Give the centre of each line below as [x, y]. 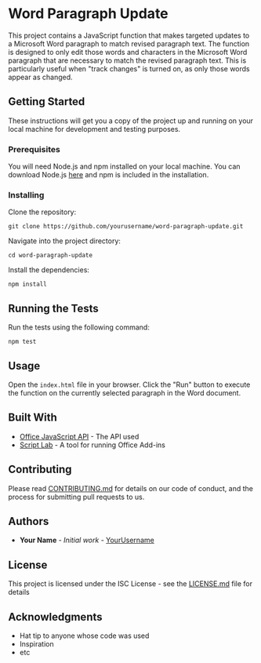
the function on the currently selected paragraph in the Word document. [125, 392]
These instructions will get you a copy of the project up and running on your [130, 120]
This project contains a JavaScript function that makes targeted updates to [129, 35]
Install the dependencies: [49, 270]
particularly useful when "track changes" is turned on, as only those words [129, 68]
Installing [26, 195]
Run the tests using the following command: [79, 327]
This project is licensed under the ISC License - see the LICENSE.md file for [130, 584]
